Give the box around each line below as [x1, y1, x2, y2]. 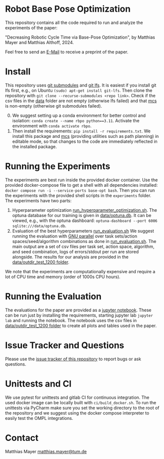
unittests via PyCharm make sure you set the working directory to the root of [5, 405, 160, 411]
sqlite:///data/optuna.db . [12, 222, 67, 228]
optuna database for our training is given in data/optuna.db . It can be [12, 212, 152, 218]
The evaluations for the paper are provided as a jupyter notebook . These [5, 307, 152, 313]
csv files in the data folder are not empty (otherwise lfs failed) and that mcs [5, 98, 157, 104]
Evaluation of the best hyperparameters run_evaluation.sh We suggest [12, 228, 154, 234]
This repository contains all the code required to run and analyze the [5, 20, 143, 25]
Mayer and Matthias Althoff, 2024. [5, 39, 74, 45]
